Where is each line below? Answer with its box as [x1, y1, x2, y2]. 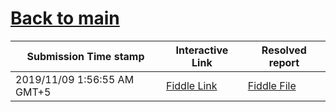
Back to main [10, 7, 120, 30]
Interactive [175, 43, 229, 57]
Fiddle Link [166, 78, 218, 92]
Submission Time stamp [26, 49, 145, 63]
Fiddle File [247, 78, 297, 92]
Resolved [261, 43, 307, 57]
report [268, 55, 300, 69]
